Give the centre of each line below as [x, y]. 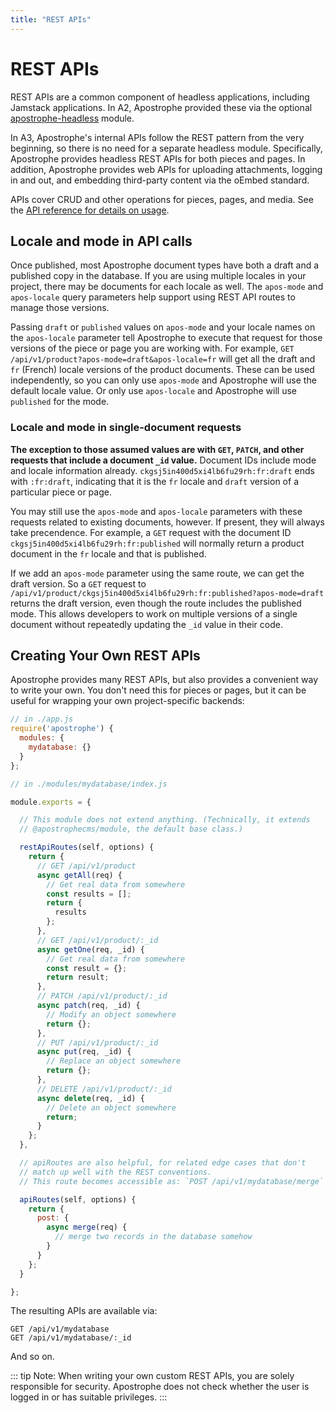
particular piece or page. [61, 492]
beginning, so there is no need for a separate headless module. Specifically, [166, 148]
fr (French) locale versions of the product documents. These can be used [162, 370]
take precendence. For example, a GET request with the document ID [151, 532]
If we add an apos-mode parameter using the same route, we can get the [157, 573]
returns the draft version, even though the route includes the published [156, 603]
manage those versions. [60, 308]
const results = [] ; [89, 894]
